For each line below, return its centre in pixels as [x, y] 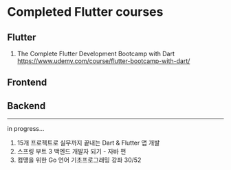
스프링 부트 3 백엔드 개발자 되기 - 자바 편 [71, 151]
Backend [26, 106]
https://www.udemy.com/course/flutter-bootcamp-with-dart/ [103, 61]
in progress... [26, 129]
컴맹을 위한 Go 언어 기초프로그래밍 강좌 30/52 [79, 160]
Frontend [27, 83]
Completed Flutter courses [85, 12]
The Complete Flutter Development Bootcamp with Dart [96, 53]
